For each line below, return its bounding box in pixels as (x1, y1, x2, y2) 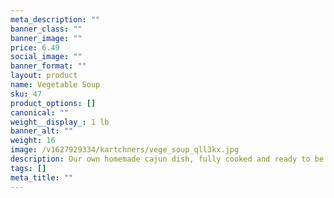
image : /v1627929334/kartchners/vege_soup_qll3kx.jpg (10, 145, 240, 155)
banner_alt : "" (10, 126, 74, 136)
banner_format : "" (10, 61, 87, 71)
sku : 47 (10, 89, 43, 99)
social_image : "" (10, 52, 83, 62)
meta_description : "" (10, 14, 101, 25)
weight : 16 (10, 136, 56, 146)
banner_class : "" (10, 24, 83, 34)
